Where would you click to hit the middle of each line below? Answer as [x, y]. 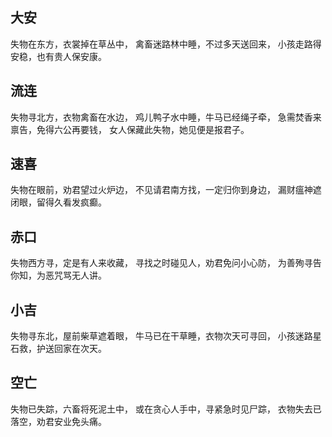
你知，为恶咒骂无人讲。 [58, 275]
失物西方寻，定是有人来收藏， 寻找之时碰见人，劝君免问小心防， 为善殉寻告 [166, 263]
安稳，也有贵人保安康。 [58, 56]
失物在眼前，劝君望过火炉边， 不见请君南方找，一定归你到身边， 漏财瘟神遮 [166, 190]
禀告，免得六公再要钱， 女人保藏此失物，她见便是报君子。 [130, 129]
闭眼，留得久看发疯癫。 [58, 202]
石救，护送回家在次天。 [58, 349]
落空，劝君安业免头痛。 [58, 421]
